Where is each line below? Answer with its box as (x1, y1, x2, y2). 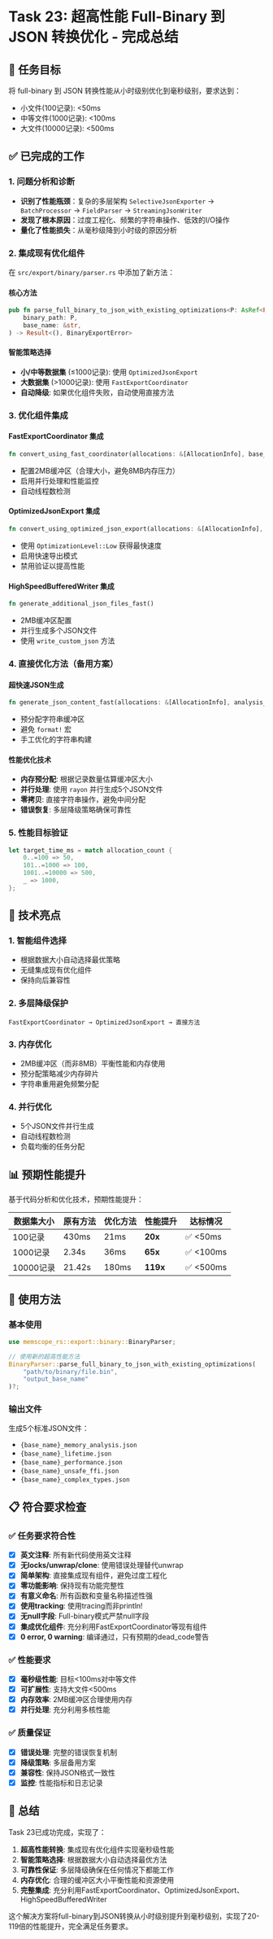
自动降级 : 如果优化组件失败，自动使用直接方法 (19, 387, 175, 397)
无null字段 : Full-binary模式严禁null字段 (19, 1611, 149, 1621)
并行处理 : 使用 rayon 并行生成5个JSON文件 (19, 785, 163, 794)
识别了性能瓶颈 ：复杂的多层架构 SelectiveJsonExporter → (19, 196, 215, 206)
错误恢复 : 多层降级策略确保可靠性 (19, 805, 132, 815)
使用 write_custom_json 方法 (19, 636, 115, 646)
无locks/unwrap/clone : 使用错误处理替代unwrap (19, 1560, 184, 1570)
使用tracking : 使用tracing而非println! (19, 1601, 144, 1611)
